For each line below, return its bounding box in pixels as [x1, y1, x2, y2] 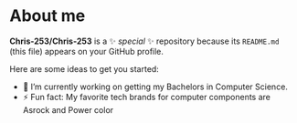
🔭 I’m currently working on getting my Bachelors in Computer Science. [22, 81, 288, 92]
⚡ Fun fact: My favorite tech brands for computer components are [22, 91, 271, 102]
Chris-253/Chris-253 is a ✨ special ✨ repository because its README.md [9, 36, 280, 46]
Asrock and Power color [22, 104, 114, 115]
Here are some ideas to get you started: [9, 63, 160, 74]
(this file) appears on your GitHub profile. [9, 46, 164, 56]
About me [9, 5, 86, 26]
